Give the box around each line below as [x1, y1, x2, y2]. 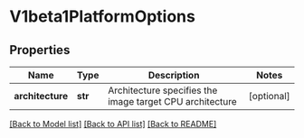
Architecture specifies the [108, 84, 218, 97]
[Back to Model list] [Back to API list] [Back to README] [9, 119, 217, 129]
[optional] [248, 90, 290, 102]
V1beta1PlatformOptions [9, 6, 196, 27]
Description [147, 69, 200, 81]
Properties [9, 42, 71, 58]
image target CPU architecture [108, 96, 237, 107]
